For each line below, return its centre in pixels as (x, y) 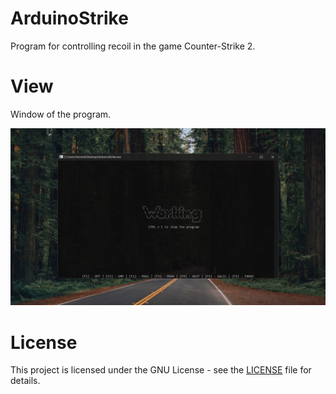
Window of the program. (61, 114)
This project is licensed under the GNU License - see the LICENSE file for (161, 370)
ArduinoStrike (69, 18)
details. (25, 381)
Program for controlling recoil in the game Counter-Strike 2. (133, 46)
